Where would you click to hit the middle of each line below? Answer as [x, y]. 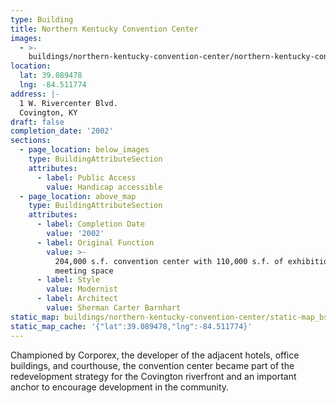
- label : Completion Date [90, 224]
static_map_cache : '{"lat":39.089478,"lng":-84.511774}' [131, 326]
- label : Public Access [86, 177]
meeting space [84, 271]
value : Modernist [82, 289]
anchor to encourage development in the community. [120, 387]
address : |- [35, 94]
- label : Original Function [95, 242]
